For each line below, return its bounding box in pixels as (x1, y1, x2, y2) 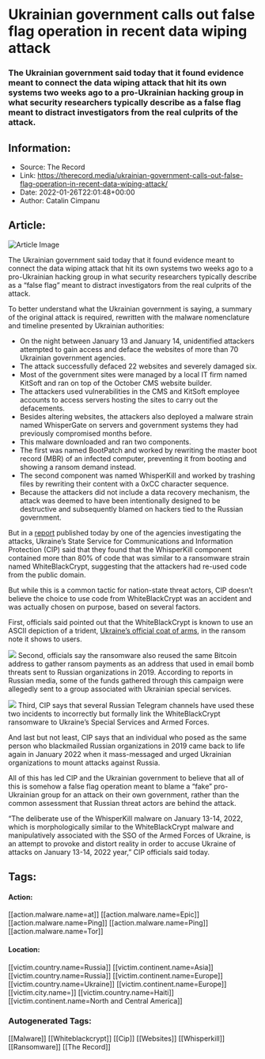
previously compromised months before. (19, 429, 153, 438)
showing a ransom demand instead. (19, 462, 137, 471)
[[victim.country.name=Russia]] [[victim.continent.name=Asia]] (8, 963, 214, 972)
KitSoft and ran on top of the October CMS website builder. (19, 378, 212, 388)
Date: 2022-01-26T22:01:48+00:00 (19, 187, 135, 197)
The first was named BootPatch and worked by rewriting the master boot (19, 445, 257, 455)
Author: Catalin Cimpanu (19, 195, 100, 205)
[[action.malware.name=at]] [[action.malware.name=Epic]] (8, 910, 200, 919)
